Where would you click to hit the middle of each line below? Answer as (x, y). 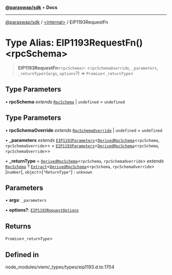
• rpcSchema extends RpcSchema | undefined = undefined (65, 101)
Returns (18, 226)
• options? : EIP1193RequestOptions (42, 210)
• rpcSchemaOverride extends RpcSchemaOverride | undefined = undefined (84, 130)
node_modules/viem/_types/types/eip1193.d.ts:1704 (60, 267)
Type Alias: (30, 43)
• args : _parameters (26, 200)
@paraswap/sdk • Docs (31, 7)
